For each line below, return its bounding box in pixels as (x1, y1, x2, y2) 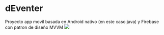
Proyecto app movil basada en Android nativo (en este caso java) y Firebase (5, 19, 159, 24)
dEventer (5, 3, 43, 14)
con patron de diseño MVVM (5, 24, 63, 30)
